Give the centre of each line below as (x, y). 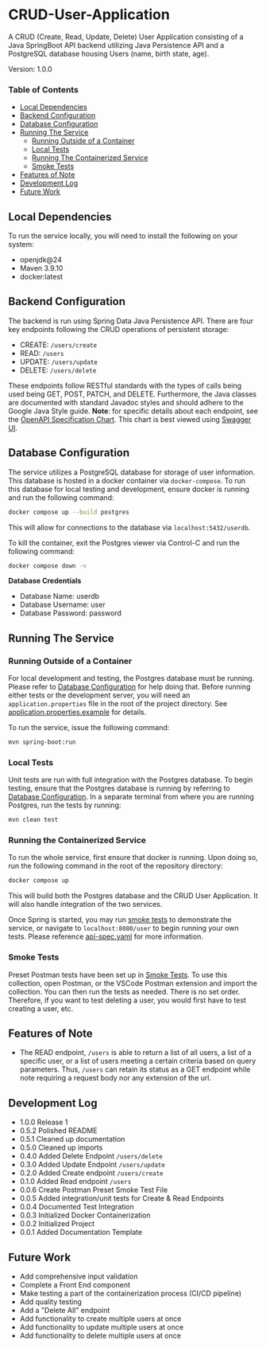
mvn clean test (33, 820)
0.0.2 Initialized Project (57, 1224)
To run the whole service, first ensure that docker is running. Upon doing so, (133, 858)
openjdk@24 (40, 260)
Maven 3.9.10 (41, 268)
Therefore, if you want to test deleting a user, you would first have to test (127, 1000)
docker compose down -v (48, 566)
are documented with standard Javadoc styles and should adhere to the (126, 402)
